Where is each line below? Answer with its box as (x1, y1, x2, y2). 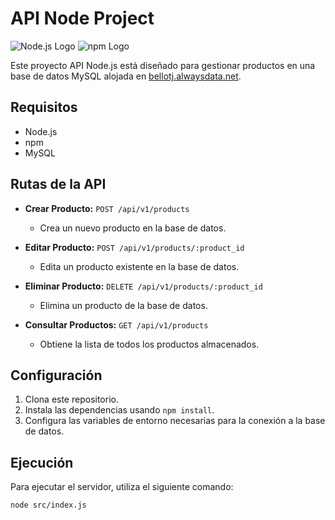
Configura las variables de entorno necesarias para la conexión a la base (24, 415, 326, 427)
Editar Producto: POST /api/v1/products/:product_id (24, 241, 245, 253)
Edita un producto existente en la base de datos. (39, 260, 240, 272)
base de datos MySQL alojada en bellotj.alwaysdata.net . (10, 70, 242, 82)
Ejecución (10, 454, 74, 471)
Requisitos (10, 99, 78, 116)
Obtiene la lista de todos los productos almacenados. (39, 338, 260, 350)
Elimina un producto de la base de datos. (39, 299, 208, 311)
